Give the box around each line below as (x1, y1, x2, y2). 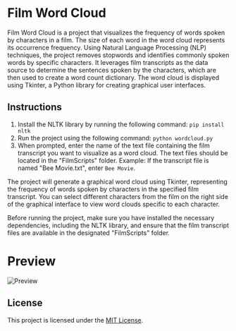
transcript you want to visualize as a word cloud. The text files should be (17, 148, 228, 157)
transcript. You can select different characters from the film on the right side (7, 192, 229, 200)
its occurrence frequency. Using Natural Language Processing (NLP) (7, 43, 206, 52)
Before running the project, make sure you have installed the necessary (7, 213, 215, 222)
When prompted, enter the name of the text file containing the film (17, 141, 210, 150)
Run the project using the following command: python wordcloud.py (17, 133, 213, 142)
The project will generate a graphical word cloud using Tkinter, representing (7, 177, 228, 186)
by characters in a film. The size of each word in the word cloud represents (7, 35, 225, 44)
